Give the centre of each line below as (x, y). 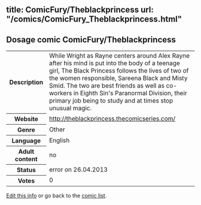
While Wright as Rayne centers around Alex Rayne (119, 56)
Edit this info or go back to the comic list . (57, 195)
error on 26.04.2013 (78, 169)
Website (26, 119)
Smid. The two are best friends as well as (106, 86)
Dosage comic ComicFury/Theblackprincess (91, 39)
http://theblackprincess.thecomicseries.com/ (112, 118)
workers (60, 94)
